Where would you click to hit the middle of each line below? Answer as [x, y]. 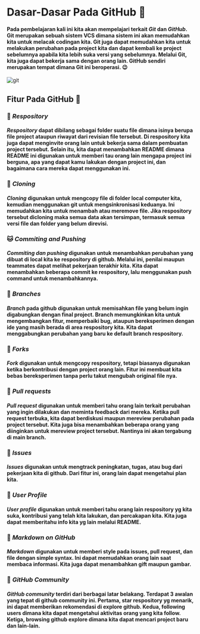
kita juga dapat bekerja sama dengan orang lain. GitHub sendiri [86, 61]
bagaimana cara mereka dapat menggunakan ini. [68, 168]
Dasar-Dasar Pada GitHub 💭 [76, 12]
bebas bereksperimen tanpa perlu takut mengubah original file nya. [92, 376]
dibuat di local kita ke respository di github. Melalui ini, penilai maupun [96, 260]
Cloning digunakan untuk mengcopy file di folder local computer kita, [94, 198]
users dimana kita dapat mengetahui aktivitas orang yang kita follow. [94, 613]
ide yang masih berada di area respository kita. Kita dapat [79, 327]
